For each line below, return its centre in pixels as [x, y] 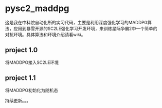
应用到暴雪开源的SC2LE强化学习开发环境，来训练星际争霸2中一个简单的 [85, 28]
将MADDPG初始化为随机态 [32, 90]
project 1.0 [21, 50]
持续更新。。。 [18, 100]
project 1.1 [20, 78]
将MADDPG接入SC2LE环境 [32, 62]
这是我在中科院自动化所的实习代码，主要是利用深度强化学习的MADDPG [76, 22]
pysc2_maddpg [37, 8]
